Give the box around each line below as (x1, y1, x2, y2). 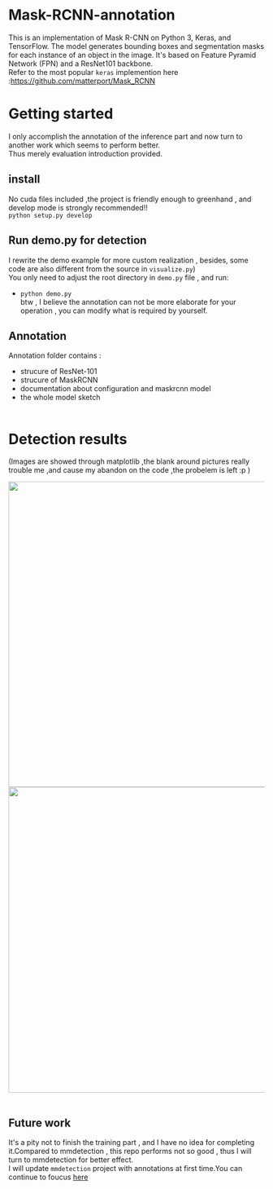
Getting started (8, 104, 114, 123)
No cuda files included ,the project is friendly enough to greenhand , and (8, 194, 252, 204)
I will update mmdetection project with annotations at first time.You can (8, 1164, 243, 1174)
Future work (8, 1116, 71, 1130)
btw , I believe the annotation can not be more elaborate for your (19, 297, 236, 306)
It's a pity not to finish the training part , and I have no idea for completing (8, 1138, 254, 1147)
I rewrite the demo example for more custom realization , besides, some (8, 255, 249, 265)
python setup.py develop (8, 211, 93, 219)
